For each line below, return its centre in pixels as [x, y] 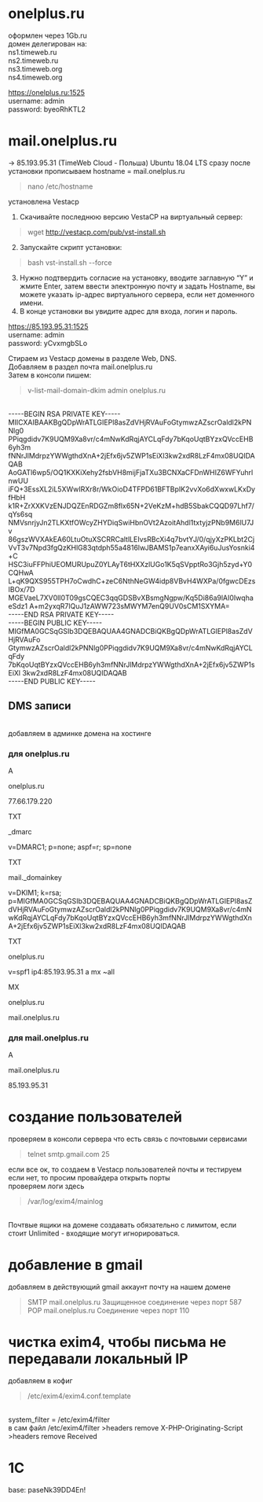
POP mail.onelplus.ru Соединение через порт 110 [108, 1311]
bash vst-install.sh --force [69, 262]
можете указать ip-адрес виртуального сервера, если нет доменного [137, 294]
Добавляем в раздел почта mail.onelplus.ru [80, 366]
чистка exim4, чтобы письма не [117, 1342]
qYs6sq [20, 514]
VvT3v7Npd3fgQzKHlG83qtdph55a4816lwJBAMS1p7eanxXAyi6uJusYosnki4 [131, 547]
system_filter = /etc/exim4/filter [59, 1419]
